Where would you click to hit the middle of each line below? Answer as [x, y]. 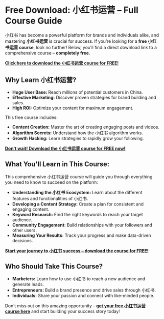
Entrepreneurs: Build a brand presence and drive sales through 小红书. [84, 290]
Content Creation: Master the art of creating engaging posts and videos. [86, 127]
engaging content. [31, 209]
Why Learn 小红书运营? [41, 80]
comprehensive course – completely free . [48, 53]
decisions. [23, 240]
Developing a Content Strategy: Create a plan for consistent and [78, 204]
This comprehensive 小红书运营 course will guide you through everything [79, 176]
